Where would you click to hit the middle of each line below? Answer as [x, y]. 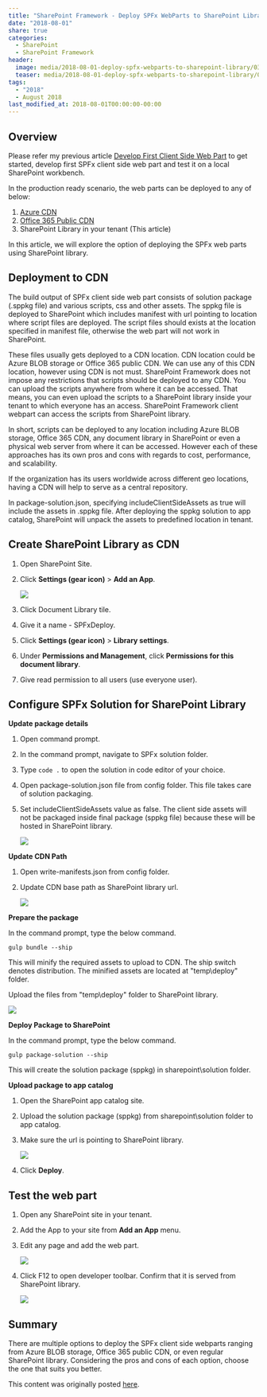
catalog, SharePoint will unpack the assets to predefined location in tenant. [131, 519]
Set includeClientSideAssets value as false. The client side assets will [133, 810]
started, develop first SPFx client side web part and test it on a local [119, 164]
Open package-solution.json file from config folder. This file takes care [135, 786]
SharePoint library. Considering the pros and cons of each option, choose [128, 1360]
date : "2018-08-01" [41, 23]
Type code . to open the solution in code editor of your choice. [122, 770]
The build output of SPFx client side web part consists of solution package [130, 297]
